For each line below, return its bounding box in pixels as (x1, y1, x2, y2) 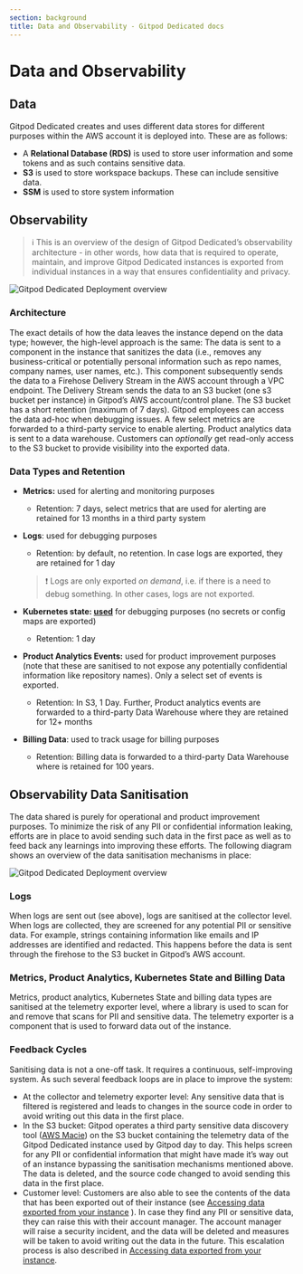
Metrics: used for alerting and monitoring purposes (22, 485, 215, 496)
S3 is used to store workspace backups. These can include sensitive (22, 166, 279, 177)
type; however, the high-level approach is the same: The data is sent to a (9, 337, 281, 347)
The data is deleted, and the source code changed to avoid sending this (22, 1168, 291, 1179)
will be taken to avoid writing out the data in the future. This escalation (22, 1235, 285, 1246)
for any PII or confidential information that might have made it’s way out (22, 1148, 289, 1159)
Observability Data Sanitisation (9, 787, 189, 803)
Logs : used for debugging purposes (22, 530, 157, 541)
